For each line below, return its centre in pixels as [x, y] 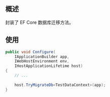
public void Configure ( [31, 52]
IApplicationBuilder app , [42, 57]
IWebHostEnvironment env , [42, 61]
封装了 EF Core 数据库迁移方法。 [39, 22]
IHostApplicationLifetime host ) [49, 66]
